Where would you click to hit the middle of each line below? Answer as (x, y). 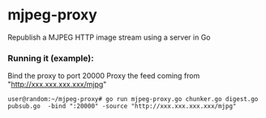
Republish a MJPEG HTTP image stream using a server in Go (109, 37)
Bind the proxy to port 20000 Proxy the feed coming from (104, 76)
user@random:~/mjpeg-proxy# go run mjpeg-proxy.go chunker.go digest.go (133, 99)
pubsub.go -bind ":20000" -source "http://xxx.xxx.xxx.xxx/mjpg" (122, 107)
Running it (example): (51, 58)
